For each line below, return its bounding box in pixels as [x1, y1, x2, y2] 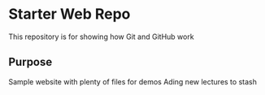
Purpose [8, 55, 53, 69]
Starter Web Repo [8, 5, 131, 24]
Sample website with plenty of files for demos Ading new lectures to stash [8, 76, 258, 86]
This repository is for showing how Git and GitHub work [8, 32, 194, 41]
